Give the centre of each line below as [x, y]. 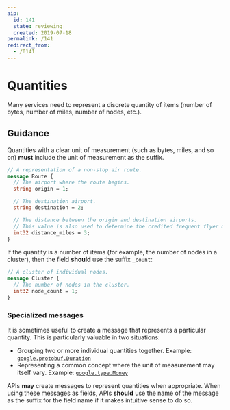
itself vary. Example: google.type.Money [73, 373]
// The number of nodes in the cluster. [72, 285]
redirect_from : [29, 45]
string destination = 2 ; [49, 208]
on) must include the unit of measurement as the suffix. [86, 157]
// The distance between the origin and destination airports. [105, 220]
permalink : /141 [30, 39]
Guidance [28, 133]
